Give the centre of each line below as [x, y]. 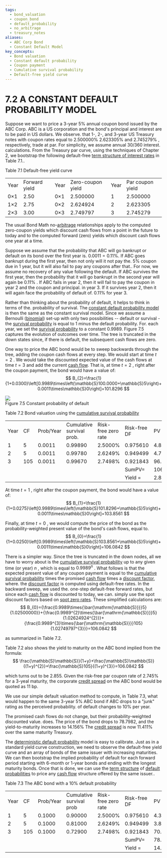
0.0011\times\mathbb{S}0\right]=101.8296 [80, 389]
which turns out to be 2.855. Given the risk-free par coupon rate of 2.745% [82, 676]
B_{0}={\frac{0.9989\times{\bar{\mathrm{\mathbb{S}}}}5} [87, 607]
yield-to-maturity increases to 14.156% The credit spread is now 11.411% [79, 727]
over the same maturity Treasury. [39, 732]
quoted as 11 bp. [22, 687]
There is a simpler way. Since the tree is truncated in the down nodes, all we [83, 557]
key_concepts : [20, 51]
